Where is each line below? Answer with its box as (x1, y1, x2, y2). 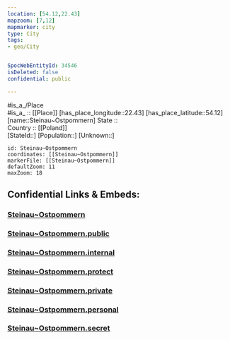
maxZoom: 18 (7, 169, 42, 177)
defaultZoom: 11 (7, 163, 55, 170)
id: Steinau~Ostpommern (7, 144, 78, 152)
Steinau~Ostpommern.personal (7, 305, 119, 315)
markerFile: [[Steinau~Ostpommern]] (7, 157, 115, 164)
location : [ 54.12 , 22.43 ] (7, 10, 81, 18)
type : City (7, 30, 40, 37)
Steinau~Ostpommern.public (7, 228, 110, 238)
